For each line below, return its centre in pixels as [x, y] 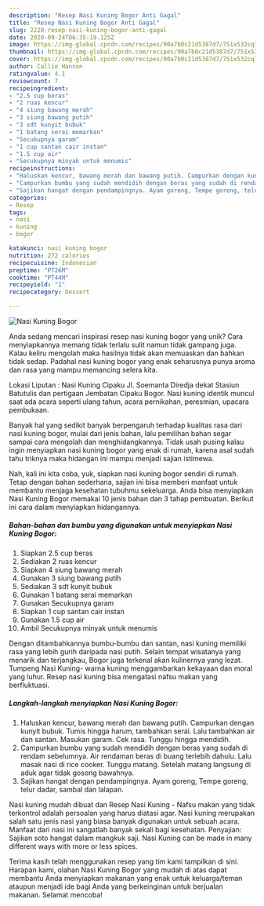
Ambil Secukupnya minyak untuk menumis [89, 628]
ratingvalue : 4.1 [37, 74]
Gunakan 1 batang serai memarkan [76, 595]
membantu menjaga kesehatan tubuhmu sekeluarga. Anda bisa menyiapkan [131, 490]
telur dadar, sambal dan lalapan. [72, 789]
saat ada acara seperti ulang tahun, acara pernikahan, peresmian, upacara [129, 402]
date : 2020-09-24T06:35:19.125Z [61, 37]
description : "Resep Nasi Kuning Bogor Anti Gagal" [95, 15]
